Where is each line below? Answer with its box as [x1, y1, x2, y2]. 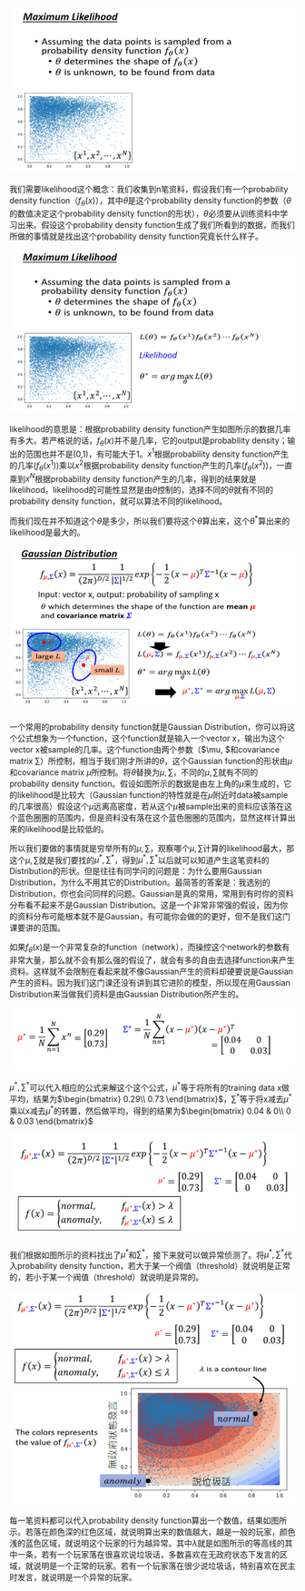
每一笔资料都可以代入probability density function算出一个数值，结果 [9, 1515, 263, 1526]
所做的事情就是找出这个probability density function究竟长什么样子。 [9, 231, 263, 242]
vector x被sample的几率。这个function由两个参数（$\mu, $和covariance [9, 743, 280, 755]
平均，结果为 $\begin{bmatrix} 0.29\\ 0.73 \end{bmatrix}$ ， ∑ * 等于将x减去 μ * [9, 1092, 292, 1105]
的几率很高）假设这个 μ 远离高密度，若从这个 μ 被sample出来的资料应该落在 [9, 800, 285, 811]
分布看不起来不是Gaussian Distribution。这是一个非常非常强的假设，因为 [9, 899, 280, 910]
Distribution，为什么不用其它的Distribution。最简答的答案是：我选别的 [9, 877, 271, 888]
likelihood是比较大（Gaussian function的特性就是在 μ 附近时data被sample [16, 789, 289, 800]
